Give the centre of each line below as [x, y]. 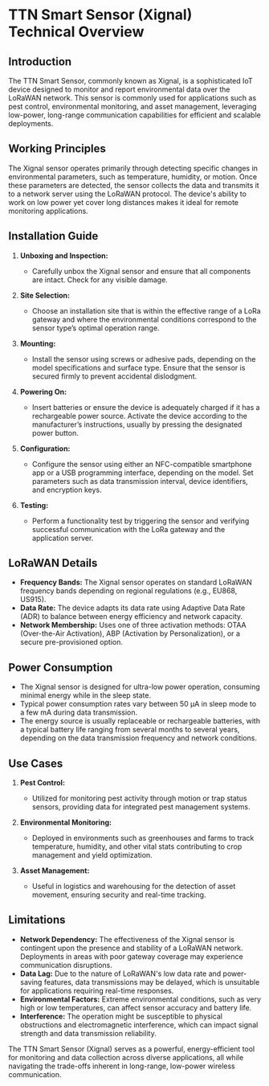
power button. [55, 432]
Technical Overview [76, 32]
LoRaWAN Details [53, 563]
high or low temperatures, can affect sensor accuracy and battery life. [136, 1007]
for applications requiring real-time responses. [97, 990]
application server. [63, 538]
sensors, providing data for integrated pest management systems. [141, 807]
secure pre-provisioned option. [71, 642]
